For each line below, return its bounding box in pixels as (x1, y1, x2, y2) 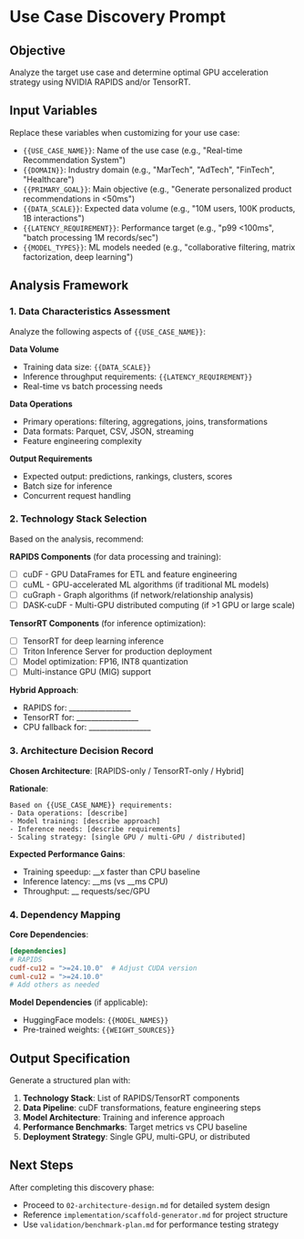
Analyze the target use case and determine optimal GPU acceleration (9, 67, 269, 77)
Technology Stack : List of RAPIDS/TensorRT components (22, 1092, 240, 1104)
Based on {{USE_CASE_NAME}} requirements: (9, 800, 173, 810)
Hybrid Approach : (9, 685, 79, 696)
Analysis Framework (9, 278, 129, 294)
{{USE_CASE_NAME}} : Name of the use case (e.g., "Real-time (22, 144, 243, 156)
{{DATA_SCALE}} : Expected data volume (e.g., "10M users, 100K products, (22, 202, 296, 213)
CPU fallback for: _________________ (22, 722, 152, 733)
